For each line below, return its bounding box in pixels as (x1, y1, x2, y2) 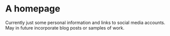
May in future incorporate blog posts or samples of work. (5, 24, 125, 30)
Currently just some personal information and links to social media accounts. (5, 19, 165, 25)
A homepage (5, 3, 60, 14)
